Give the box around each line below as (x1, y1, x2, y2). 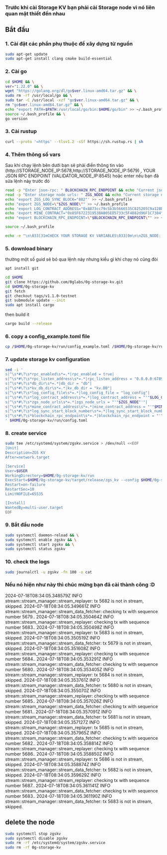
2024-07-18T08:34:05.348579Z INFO (5, 592, 83, 598)
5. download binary (5, 245, 53, 252)
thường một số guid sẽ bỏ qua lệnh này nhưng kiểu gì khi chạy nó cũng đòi (5, 256, 158, 262)
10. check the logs (5, 558, 50, 565)
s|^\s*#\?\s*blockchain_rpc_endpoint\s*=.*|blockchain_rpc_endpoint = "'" (5, 414, 164, 419)
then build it (5, 312, 30, 318)
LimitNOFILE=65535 (5, 492, 43, 497)
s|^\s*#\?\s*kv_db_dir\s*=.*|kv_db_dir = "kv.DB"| (5, 386, 112, 391)
